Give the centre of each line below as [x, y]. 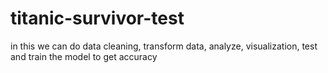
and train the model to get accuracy [84, 56]
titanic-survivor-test [97, 18]
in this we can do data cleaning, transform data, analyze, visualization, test [164, 46]
